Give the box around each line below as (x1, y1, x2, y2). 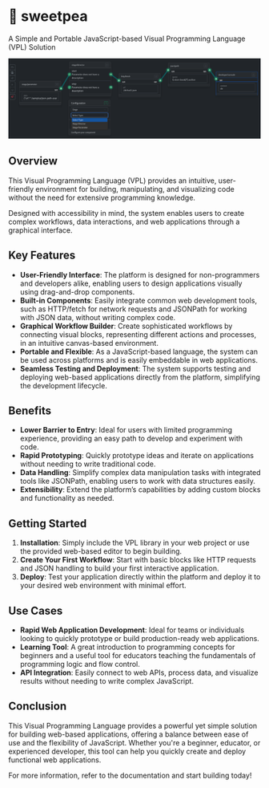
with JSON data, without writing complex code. (19, 312, 176, 322)
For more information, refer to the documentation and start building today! (8, 770, 252, 780)
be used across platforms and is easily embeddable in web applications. (19, 355, 259, 364)
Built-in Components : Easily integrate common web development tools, (19, 295, 258, 305)
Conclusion (8, 700, 67, 713)
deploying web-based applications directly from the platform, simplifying (19, 372, 260, 382)
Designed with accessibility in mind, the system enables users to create (8, 208, 245, 217)
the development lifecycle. (19, 380, 108, 390)
